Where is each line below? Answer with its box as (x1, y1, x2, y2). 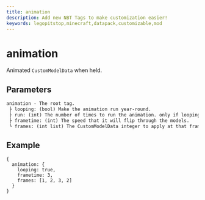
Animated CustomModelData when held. (6, 66, 103, 74)
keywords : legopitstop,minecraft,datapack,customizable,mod (6, 20, 163, 26)
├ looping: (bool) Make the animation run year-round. (9, 106, 151, 112)
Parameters (6, 84, 52, 95)
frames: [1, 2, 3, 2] (17, 177, 72, 184)
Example (6, 140, 40, 150)
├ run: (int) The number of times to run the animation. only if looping (9, 112, 201, 118)
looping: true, (17, 167, 56, 173)
